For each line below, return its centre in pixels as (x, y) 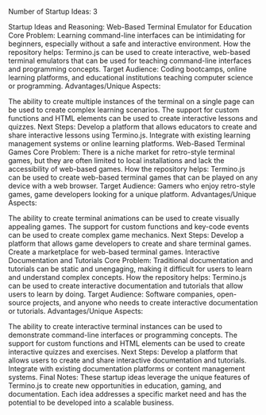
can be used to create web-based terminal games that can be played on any (133, 177)
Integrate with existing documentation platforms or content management (127, 368)
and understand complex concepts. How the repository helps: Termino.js (127, 277)
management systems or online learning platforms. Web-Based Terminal (127, 144)
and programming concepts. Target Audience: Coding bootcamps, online (128, 69)
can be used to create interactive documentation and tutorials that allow (126, 286)
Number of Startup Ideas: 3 (53, 12)
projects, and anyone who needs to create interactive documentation (145, 303)
